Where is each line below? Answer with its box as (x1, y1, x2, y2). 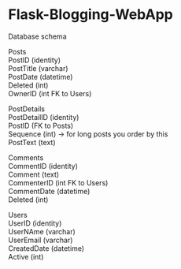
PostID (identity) (8, 55, 61, 65)
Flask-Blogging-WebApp (8, 6, 173, 24)
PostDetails (8, 104, 46, 114)
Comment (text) (8, 170, 60, 179)
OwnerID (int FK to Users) (8, 88, 92, 98)
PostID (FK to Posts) (8, 121, 74, 130)
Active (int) (8, 252, 44, 261)
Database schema (8, 32, 67, 41)
